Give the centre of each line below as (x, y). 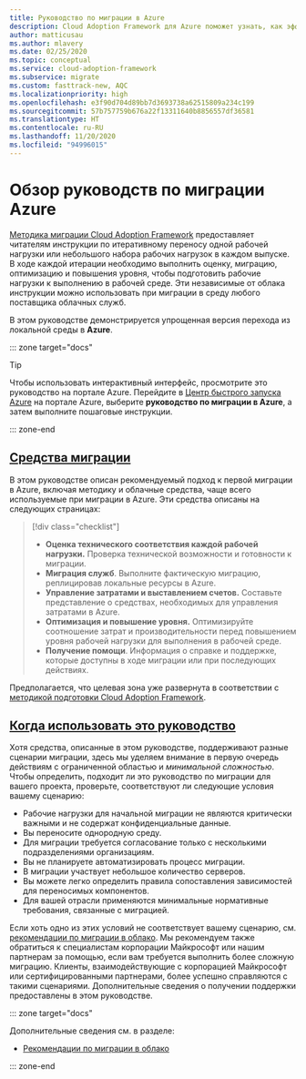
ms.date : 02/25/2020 (49, 52)
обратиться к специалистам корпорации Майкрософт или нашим (137, 947)
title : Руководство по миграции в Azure (87, 18)
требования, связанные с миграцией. (96, 911)
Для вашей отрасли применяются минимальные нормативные (145, 901)
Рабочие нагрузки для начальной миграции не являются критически (157, 814)
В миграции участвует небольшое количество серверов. (134, 871)
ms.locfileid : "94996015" (58, 145)
